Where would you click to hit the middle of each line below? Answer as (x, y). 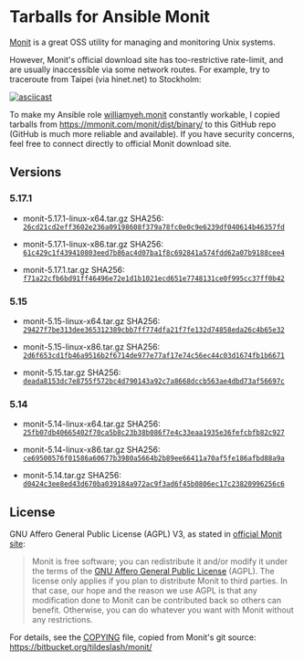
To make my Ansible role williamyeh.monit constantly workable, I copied (145, 114)
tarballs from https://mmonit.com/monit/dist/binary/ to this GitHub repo (143, 124)
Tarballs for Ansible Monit (110, 17)
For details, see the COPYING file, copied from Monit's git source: (133, 637)
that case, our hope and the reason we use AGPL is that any (144, 591)
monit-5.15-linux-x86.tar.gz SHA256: (91, 346)
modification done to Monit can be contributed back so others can (156, 601)
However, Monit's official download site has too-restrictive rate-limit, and (147, 59)
